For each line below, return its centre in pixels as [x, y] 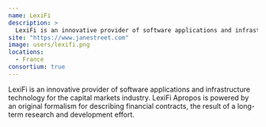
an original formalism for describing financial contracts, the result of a [122, 106]
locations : [26, 52]
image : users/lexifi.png [49, 45]
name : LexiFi [30, 15]
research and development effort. [80, 114]
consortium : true [37, 67]
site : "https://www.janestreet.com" [68, 37]
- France [30, 60]
